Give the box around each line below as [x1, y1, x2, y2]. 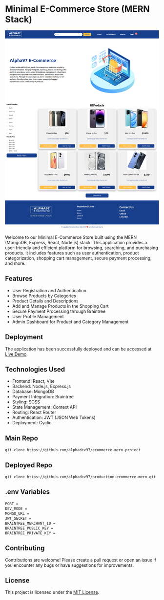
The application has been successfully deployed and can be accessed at [5, 346, 152, 352]
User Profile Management [12, 313, 64, 319]
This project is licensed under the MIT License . [5, 589, 100, 595]
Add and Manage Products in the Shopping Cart [12, 303, 109, 309]
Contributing [5, 544, 45, 553]
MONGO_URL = [5, 511, 29, 516]
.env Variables [5, 488, 50, 496]
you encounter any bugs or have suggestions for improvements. [5, 562, 134, 568]
